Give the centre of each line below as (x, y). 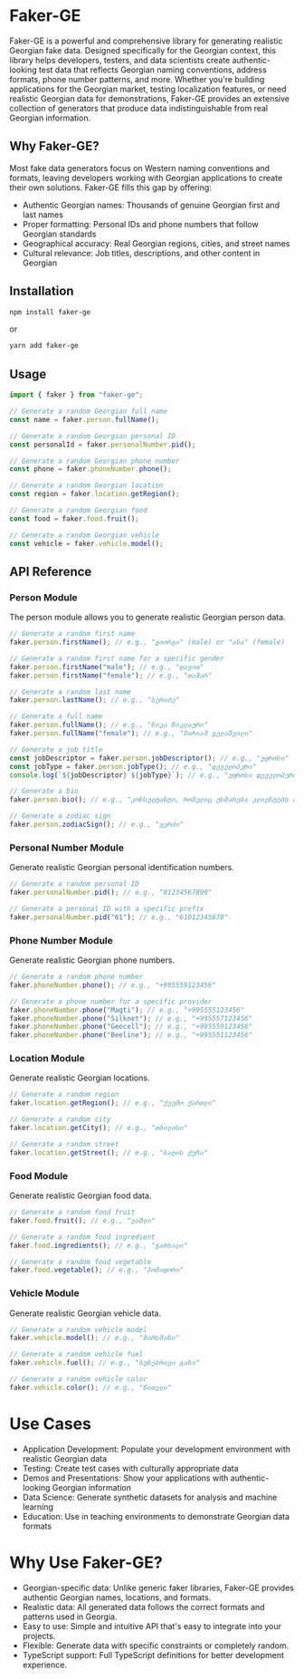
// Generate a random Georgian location (87, 485)
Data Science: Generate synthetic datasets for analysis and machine (150, 1497)
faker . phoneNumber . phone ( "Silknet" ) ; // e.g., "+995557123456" (131, 1018)
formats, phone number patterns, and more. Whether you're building (137, 79)
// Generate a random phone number (76, 977)
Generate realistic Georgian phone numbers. (92, 960)
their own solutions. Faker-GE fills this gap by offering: (111, 187)
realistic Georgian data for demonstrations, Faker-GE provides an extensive (149, 98)
